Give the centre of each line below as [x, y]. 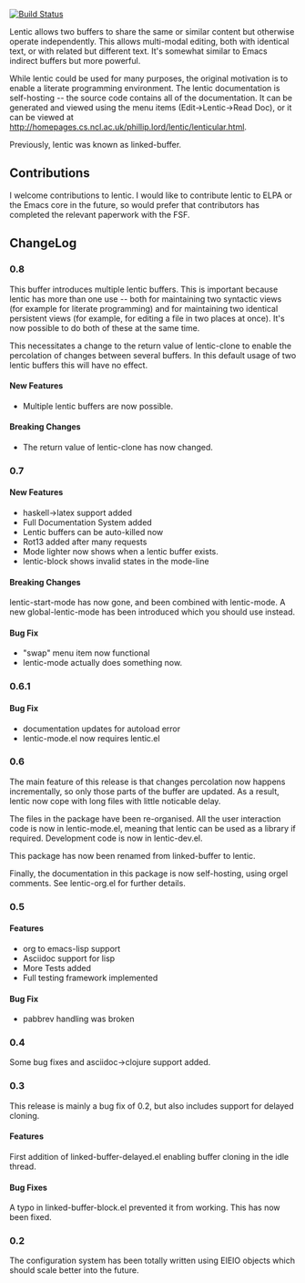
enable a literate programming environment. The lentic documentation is [145, 88]
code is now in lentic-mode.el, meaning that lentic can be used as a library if [152, 828]
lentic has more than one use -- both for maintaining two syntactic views [146, 299]
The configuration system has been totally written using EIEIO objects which [152, 1261]
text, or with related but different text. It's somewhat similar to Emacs [138, 51]
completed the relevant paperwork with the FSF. [100, 214]
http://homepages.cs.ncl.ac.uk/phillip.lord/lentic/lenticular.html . [128, 127]
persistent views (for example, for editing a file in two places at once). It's [147, 318]
